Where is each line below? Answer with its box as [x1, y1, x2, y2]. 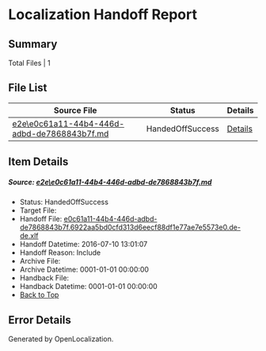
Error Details [8, 313, 71, 326]
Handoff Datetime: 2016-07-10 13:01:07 [19, 240, 148, 249]
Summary [8, 37, 58, 51]
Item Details [8, 155, 69, 168]
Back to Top [19, 290, 59, 299]
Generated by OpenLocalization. [8, 334, 114, 343]
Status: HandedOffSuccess [19, 197, 109, 207]
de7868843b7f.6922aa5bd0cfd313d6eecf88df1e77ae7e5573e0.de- [19, 222, 241, 232]
